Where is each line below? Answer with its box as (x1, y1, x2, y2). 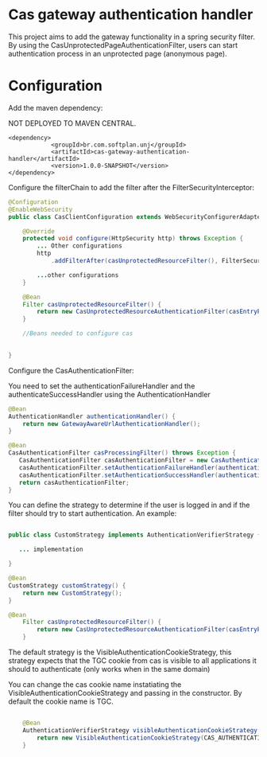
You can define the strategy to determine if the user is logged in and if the (8, 500, 250, 510)
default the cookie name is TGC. (8, 697, 114, 706)
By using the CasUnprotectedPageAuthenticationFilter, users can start (8, 40, 238, 49)
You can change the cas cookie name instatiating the (8, 680, 182, 689)
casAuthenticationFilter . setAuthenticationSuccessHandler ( (18, 471, 219, 479)
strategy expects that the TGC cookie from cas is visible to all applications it (8, 656, 257, 665)
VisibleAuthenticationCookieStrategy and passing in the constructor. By (8, 689, 242, 697)
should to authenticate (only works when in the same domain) (8, 665, 211, 673)
